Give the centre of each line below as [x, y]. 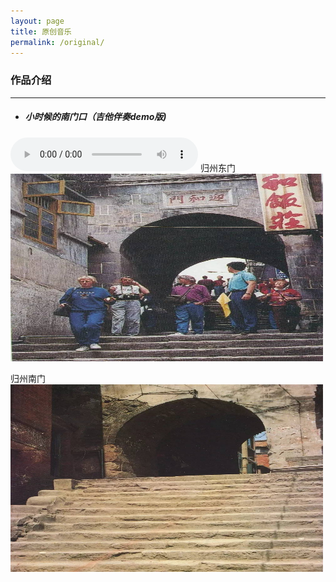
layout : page [37, 21]
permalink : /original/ [57, 42]
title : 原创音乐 [41, 31]
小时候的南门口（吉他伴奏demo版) [95, 117]
